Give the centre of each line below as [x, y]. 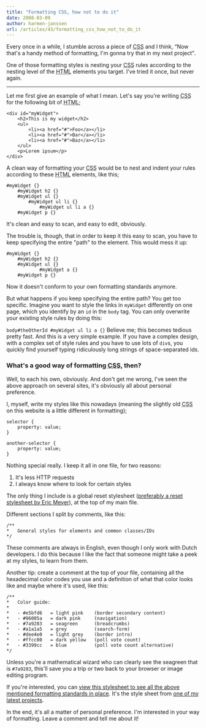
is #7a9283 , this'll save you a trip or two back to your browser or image [95, 668]
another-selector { [31, 443]
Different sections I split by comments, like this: [66, 514]
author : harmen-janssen [37, 23]
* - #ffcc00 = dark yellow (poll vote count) [74, 640]
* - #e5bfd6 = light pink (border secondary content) [86, 613]
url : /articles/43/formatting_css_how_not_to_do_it [74, 29]
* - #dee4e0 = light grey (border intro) [70, 634]
